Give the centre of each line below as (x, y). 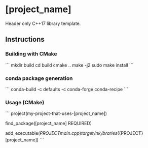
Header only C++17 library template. (43, 23)
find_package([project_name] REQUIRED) (49, 124)
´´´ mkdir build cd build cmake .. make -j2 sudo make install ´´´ (69, 65)
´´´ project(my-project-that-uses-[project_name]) (56, 113)
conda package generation (39, 78)
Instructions (25, 39)
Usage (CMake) (25, 102)
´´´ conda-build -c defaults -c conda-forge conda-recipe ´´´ (67, 89)
